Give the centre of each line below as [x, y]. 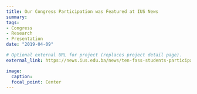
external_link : [25, 60]
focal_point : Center [36, 82]
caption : [22, 76]
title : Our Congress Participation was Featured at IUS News [82, 11]
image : [14, 71]
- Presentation [25, 39]
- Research [19, 33]
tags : [13, 22]
